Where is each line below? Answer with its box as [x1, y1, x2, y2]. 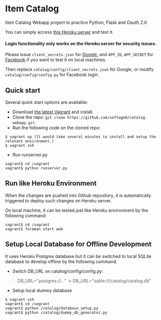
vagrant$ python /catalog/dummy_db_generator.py [5, 310, 107, 315]
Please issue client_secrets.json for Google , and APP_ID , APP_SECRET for [5, 52, 154, 58]
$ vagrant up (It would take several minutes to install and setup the [5, 134, 156, 139]
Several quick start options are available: [5, 99, 88, 105]
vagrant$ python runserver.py [5, 165, 68, 170]
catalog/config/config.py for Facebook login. [5, 72, 100, 78]
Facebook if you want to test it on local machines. [5, 57, 107, 63]
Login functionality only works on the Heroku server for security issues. [5, 40, 157, 46]
